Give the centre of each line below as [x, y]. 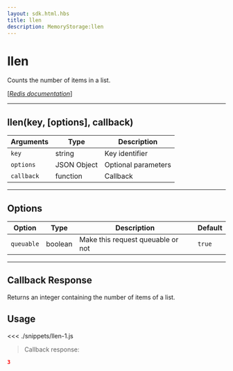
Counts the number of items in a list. [59, 80]
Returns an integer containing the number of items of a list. [91, 297]
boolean [59, 244]
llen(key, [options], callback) [70, 122]
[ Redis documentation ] [40, 94]
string [64, 154]
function [69, 176]
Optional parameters [138, 165]
